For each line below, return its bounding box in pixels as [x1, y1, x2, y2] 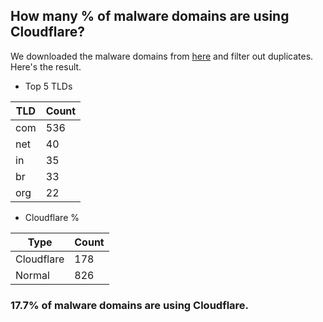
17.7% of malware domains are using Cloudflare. [10, 298, 250, 312]
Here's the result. [10, 60, 82, 73]
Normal [15, 268, 50, 282]
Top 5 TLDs [24, 80, 73, 92]
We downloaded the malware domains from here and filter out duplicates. [10, 50, 314, 62]
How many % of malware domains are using [10, 8, 290, 25]
